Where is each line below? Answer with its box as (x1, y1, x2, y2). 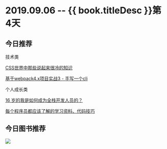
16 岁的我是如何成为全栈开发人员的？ (5, 97, 83, 103)
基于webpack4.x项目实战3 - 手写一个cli (5, 76, 88, 82)
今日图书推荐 (5, 125, 46, 133)
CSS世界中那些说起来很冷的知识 (5, 65, 73, 70)
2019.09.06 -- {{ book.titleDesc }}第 (5, 5, 162, 16)
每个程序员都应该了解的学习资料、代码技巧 (5, 108, 95, 114)
